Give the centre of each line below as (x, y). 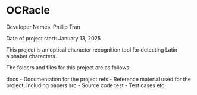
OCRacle (28, 10)
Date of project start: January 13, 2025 (54, 38)
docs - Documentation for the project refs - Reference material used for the (99, 79)
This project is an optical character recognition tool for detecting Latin (92, 50)
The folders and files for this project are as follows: (68, 67)
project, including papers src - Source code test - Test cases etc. (86, 85)
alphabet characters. (32, 56)
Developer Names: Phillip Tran (43, 27)
